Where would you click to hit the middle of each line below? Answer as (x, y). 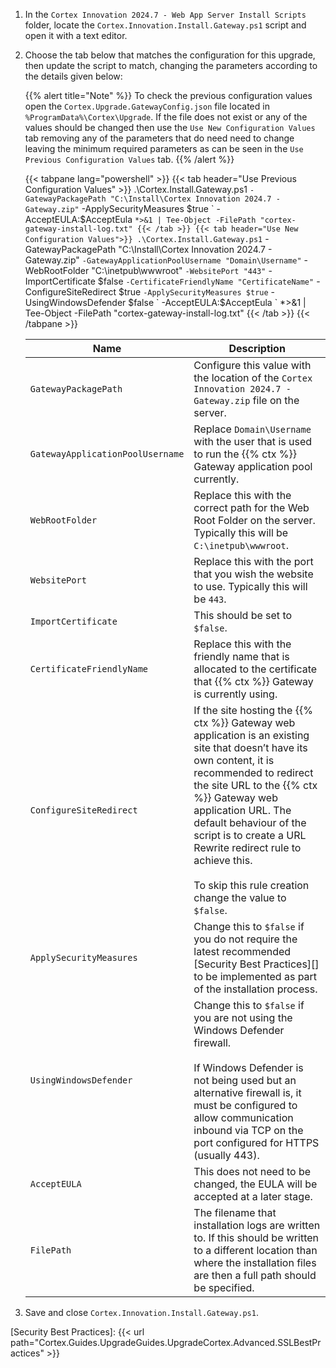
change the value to (240, 897)
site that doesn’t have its (250, 747)
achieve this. (223, 860)
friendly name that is (241, 656)
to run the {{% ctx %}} (245, 454)
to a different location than (255, 1250)
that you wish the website (253, 574)
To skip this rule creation (251, 885)
